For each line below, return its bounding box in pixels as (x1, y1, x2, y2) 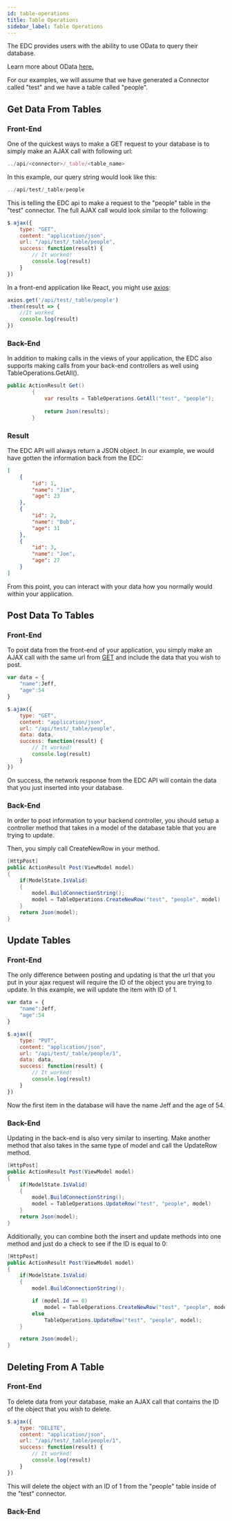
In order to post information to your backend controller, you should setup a (7, 816, 220, 825)
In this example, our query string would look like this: (7, 173, 157, 181)
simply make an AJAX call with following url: (7, 147, 133, 155)
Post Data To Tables (7, 610, 95, 621)
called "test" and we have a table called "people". (7, 84, 148, 92)
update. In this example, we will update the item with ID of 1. (7, 985, 177, 994)
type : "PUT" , (19, 1037, 57, 1044)
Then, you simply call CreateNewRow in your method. (7, 844, 160, 853)
